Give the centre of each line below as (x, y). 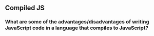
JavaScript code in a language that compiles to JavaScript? (77, 28)
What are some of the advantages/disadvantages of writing (77, 22)
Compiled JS (25, 8)
